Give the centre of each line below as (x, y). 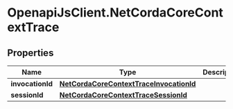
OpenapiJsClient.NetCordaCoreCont (115, 13)
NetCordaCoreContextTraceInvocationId (128, 84)
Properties (31, 53)
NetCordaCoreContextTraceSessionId (123, 95)
